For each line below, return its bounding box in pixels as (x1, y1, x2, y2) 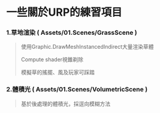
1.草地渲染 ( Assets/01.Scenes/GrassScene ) (6, 28, 138, 37)
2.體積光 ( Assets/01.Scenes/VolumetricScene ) (6, 85, 148, 94)
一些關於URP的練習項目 (6, 5, 123, 19)
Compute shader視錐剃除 (20, 56, 84, 63)
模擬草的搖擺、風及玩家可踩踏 (20, 69, 95, 76)
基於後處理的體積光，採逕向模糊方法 (20, 100, 111, 107)
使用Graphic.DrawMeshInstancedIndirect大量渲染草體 (20, 43, 154, 50)
